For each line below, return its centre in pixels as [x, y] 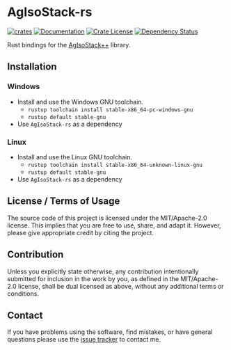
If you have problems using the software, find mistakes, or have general [110, 332]
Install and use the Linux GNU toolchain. [75, 157]
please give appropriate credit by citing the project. [81, 232]
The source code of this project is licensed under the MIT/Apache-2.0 [107, 218]
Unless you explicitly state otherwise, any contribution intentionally [103, 271]
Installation [32, 67]
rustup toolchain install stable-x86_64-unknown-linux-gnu [115, 165]
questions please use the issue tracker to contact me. [84, 340]
